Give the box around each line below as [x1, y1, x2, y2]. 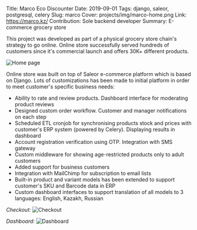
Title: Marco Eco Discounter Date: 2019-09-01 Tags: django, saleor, [6, 5, 169, 12]
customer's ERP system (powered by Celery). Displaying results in [14, 126, 175, 133]
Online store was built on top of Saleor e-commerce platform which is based [6, 71, 191, 77]
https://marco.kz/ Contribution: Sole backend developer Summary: [6, 18, 168, 24]
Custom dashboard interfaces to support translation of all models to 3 [14, 189, 184, 195]
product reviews [14, 101, 55, 108]
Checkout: [6, 206, 31, 213]
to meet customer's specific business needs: [6, 83, 115, 90]
